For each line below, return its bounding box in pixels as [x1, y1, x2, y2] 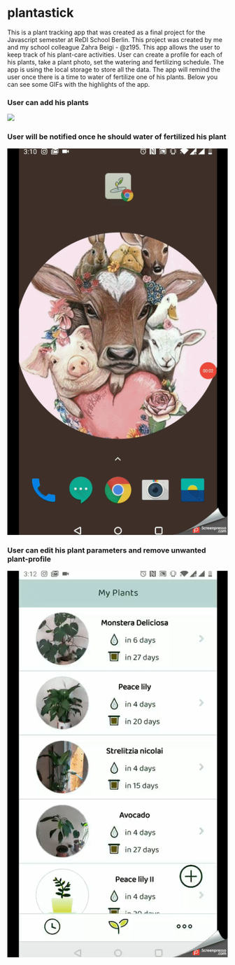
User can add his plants [7, 97, 89, 107]
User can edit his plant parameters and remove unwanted [7, 546, 206, 555]
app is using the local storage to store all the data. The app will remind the [7, 65, 220, 74]
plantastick [7, 5, 74, 21]
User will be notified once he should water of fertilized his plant [7, 132, 227, 141]
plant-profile [7, 555, 51, 564]
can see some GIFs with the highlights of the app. [7, 80, 150, 88]
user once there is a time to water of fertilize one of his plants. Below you [7, 72, 218, 81]
